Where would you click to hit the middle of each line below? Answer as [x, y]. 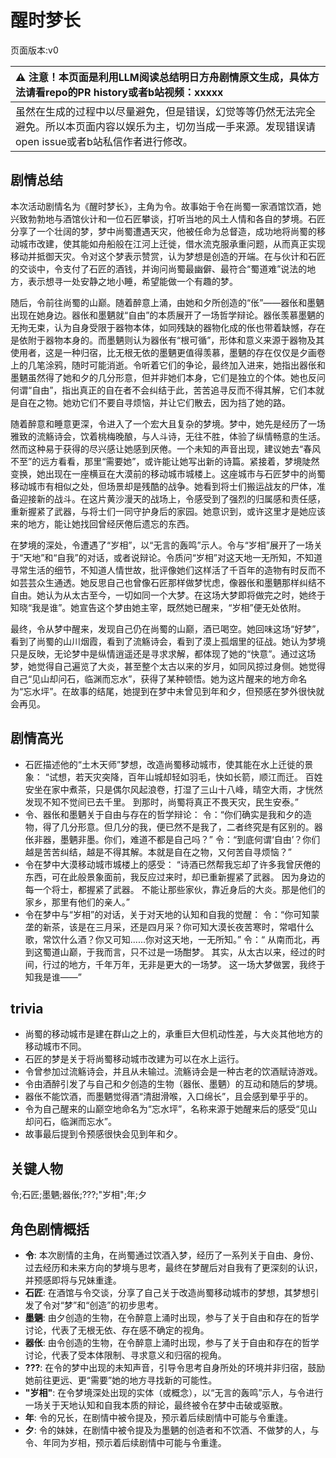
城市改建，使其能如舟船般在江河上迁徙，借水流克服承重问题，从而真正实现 [172, 243]
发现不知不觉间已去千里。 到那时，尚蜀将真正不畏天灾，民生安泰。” [161, 802]
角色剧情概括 [50, 1229]
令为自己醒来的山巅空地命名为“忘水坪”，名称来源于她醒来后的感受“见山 [171, 1109]
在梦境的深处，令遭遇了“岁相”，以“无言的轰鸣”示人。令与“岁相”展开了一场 [162, 545]
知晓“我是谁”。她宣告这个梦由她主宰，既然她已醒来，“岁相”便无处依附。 [158, 607]
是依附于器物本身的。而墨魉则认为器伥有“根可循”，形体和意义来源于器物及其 [167, 340]
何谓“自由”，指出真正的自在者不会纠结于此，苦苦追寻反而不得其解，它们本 [163, 390]
